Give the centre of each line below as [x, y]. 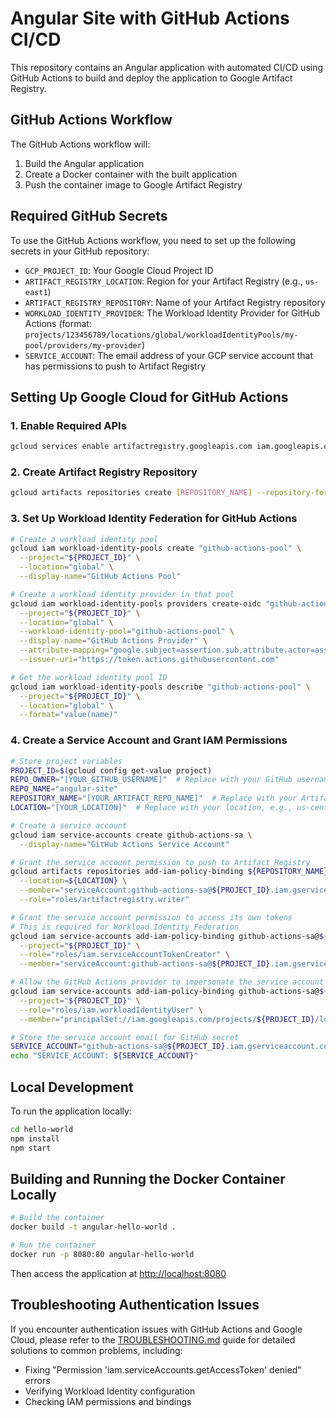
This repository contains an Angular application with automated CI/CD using [167, 67]
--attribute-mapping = [64, 650]
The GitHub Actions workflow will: [80, 144]
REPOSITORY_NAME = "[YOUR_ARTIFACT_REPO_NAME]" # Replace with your [154, 798]
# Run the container [53, 1245]
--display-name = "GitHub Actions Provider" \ [113, 641]
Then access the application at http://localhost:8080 [118, 1273]
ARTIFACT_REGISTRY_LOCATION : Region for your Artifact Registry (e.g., [163, 281]
